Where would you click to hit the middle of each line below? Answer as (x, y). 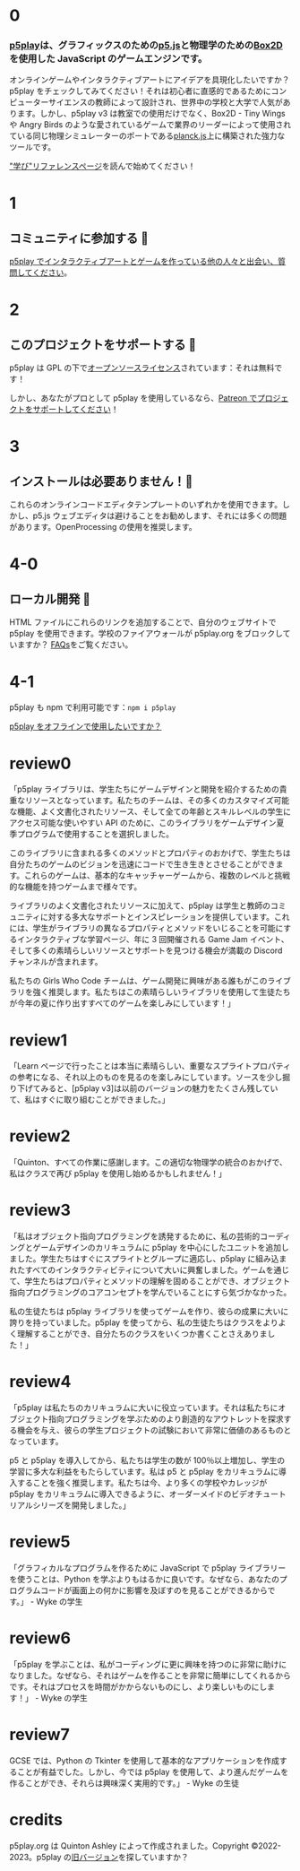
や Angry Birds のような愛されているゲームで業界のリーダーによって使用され (150, 125)
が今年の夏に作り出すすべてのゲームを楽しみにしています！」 (122, 1003)
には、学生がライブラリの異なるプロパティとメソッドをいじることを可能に (146, 928)
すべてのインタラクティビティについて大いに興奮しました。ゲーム (145, 1270)
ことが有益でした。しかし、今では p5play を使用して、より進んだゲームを (153, 1771)
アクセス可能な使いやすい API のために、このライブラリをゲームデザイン (143, 823)
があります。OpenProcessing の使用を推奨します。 (103, 527)
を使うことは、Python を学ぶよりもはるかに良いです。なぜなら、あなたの (145, 1580)
